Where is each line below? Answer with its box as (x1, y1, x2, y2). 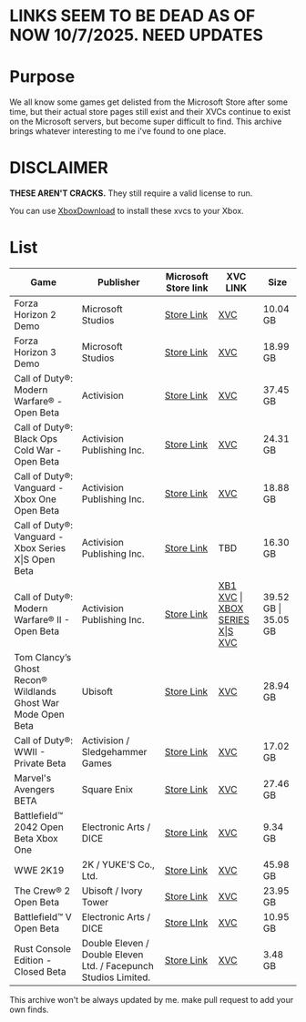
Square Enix (81, 783, 134, 795)
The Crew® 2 (14, 884, 71, 897)
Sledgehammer (81, 746, 148, 758)
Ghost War (14, 697, 59, 709)
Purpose (9, 66, 76, 87)
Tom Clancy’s (14, 651, 72, 663)
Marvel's (14, 772, 52, 784)
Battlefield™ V (14, 911, 73, 923)
